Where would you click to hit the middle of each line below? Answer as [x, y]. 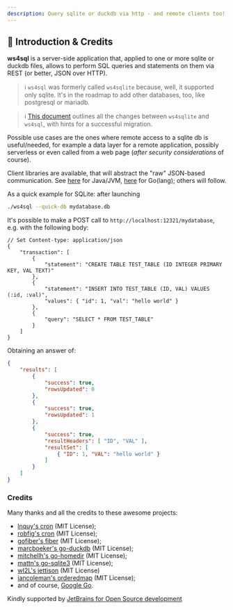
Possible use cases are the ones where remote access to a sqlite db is [108, 138]
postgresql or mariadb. [57, 102]
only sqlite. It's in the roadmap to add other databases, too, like [114, 95]
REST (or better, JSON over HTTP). [57, 73]
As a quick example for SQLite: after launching [74, 194]
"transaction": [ [45, 252]
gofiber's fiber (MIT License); [59, 541]
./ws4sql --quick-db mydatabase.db [59, 207]
